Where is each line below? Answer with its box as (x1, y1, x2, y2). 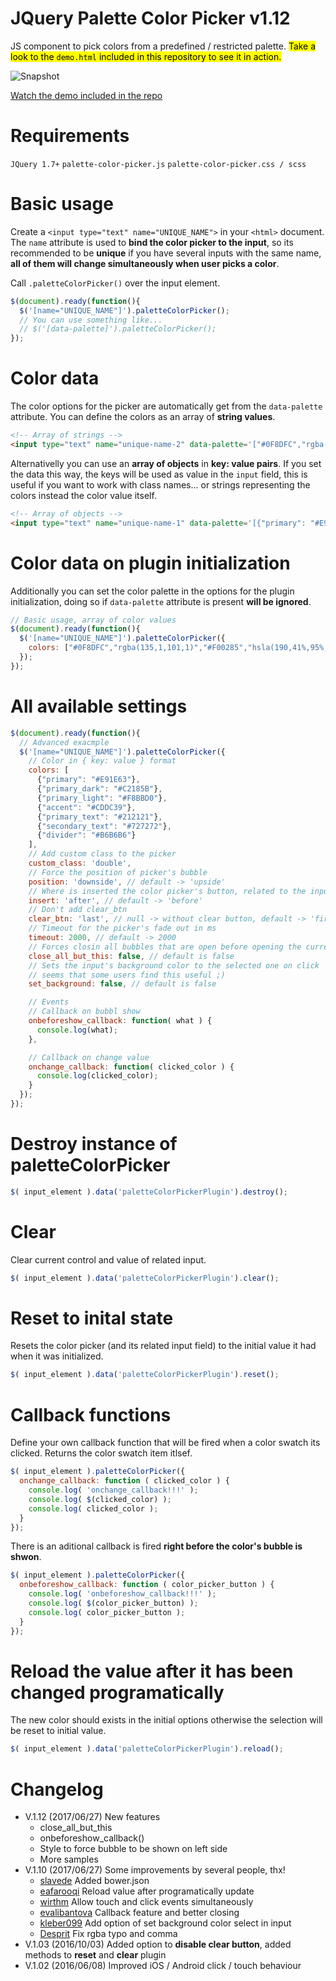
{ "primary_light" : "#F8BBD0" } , (36, 793, 168, 803)
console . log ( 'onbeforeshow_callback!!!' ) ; (28, 1589, 217, 1599)
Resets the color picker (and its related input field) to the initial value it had (10, 1340, 317, 1352)
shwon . (10, 1551, 42, 1563)
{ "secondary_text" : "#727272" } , (36, 821, 172, 831)
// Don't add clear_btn (28, 905, 128, 915)
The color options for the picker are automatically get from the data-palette (10, 400, 323, 412)
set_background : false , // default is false (28, 979, 217, 989)
